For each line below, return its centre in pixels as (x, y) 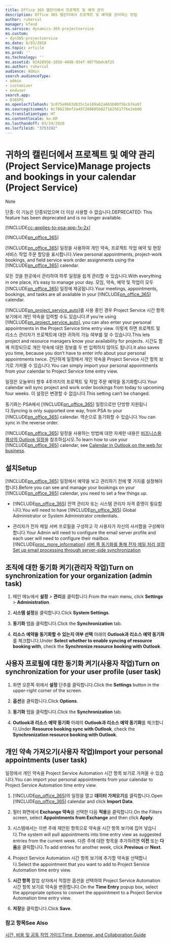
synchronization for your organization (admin (79, 576)
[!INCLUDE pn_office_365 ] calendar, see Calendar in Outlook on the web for (84, 445)
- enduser (16, 90)
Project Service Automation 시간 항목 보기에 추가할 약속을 (71, 858)
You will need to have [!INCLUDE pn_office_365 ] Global (79, 510)
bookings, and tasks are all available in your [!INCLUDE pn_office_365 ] (78, 294)
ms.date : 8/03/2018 (26, 43)
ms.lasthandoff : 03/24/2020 (35, 123)
